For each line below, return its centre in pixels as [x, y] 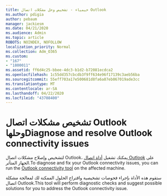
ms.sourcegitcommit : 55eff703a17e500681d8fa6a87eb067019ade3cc [73, 79]
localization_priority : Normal [38, 47]
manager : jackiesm [25, 24]
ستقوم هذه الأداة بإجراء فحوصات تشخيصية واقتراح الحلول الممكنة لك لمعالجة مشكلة [83, 178]
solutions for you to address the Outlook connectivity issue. [67, 189]
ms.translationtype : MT [30, 84]
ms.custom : [17, 56]
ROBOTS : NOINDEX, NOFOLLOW [34, 42]
